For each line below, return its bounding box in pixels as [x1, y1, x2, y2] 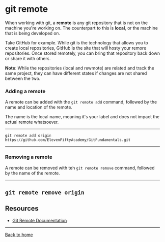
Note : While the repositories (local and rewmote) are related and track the [5, 65, 155, 71]
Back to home [5, 232, 33, 238]
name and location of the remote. [5, 104, 73, 110]
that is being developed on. [5, 30, 60, 36]
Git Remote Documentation [12, 217, 67, 223]
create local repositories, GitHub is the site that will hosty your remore [5, 45, 146, 51]
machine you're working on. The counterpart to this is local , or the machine [5, 25, 158, 31]
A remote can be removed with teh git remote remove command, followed [5, 165, 155, 171]
